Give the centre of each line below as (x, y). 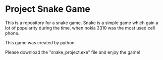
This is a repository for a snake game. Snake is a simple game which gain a (82, 23)
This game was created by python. (40, 42)
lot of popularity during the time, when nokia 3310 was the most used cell (80, 28)
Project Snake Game (48, 9)
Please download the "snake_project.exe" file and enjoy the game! (73, 52)
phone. (12, 33)
